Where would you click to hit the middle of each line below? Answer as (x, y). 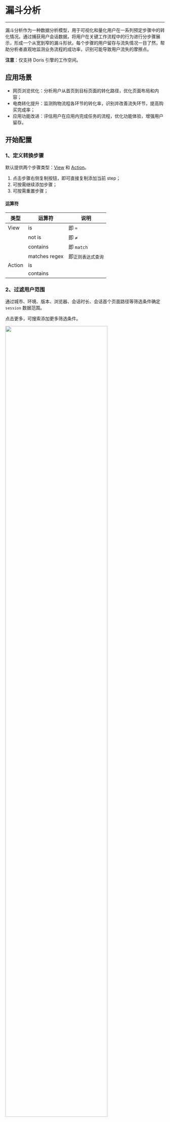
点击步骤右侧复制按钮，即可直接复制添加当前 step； (67, 178)
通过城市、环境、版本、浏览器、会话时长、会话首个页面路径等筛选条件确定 (83, 301)
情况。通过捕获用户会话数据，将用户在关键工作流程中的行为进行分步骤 (82, 37)
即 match (78, 247)
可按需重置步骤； (30, 191)
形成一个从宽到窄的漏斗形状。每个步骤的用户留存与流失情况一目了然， (87, 43)
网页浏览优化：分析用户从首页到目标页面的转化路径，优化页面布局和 (83, 91)
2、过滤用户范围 (25, 289)
